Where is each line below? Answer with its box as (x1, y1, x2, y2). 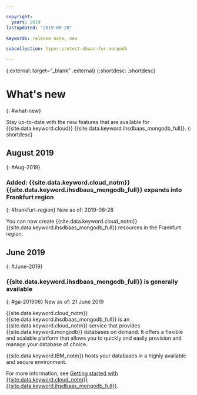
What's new (6, 88, 66, 101)
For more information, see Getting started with (6, 370, 118, 377)
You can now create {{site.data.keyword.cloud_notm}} (6, 218, 138, 225)
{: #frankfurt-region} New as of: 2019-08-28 (6, 206, 113, 213)
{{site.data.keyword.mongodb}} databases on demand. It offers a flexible (6, 329, 183, 336)
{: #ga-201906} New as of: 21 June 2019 (6, 298, 104, 306)
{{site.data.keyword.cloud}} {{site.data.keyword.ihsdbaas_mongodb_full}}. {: (6, 125, 192, 132)
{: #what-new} (6, 107, 41, 115)
